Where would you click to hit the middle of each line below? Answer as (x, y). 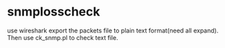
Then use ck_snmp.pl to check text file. (63, 37)
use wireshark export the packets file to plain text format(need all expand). (113, 30)
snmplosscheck (54, 12)
